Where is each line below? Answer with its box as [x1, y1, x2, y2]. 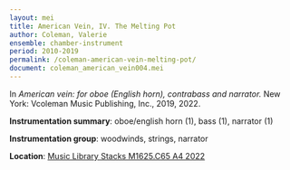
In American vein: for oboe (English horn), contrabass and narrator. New [9, 88, 281, 99]
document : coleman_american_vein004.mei [9, 64, 165, 73]
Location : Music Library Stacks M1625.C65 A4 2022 [9, 150, 206, 161]
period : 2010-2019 [9, 47, 79, 56]
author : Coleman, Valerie [9, 30, 107, 39]
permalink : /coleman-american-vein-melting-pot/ [9, 55, 197, 64]
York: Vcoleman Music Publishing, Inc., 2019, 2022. [9, 98, 201, 109]
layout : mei [9, 13, 54, 23]
